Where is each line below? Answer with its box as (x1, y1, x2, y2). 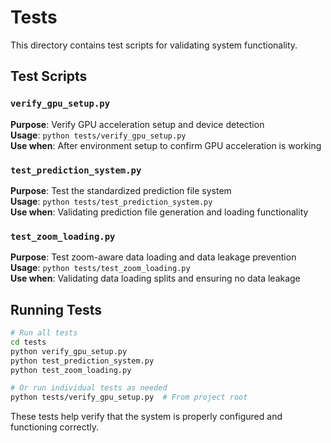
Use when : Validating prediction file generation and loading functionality (10, 206, 309, 218)
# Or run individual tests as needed (10, 383, 168, 393)
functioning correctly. (10, 421, 99, 433)
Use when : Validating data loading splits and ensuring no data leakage (10, 272, 301, 285)
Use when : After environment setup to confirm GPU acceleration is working (10, 139, 322, 151)
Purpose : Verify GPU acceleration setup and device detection (10, 118, 265, 130)
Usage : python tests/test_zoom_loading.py (10, 262, 191, 274)
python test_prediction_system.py (10, 356, 155, 366)
